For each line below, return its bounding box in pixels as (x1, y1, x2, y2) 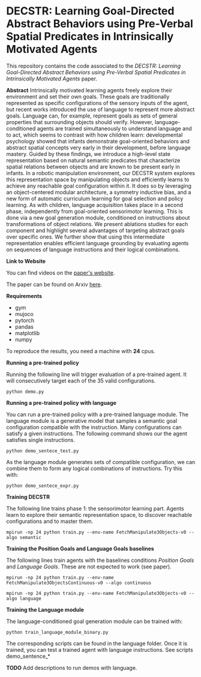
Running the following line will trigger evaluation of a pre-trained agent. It (6, 371, 187, 378)
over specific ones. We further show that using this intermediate (6, 233, 165, 240)
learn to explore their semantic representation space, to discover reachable (6, 511, 193, 518)
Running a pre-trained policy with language (6, 399, 117, 406)
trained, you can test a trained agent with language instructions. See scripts (6, 646, 193, 653)
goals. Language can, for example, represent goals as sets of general (6, 112, 178, 119)
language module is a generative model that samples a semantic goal (6, 417, 178, 424)
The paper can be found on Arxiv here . (6, 281, 103, 288)
